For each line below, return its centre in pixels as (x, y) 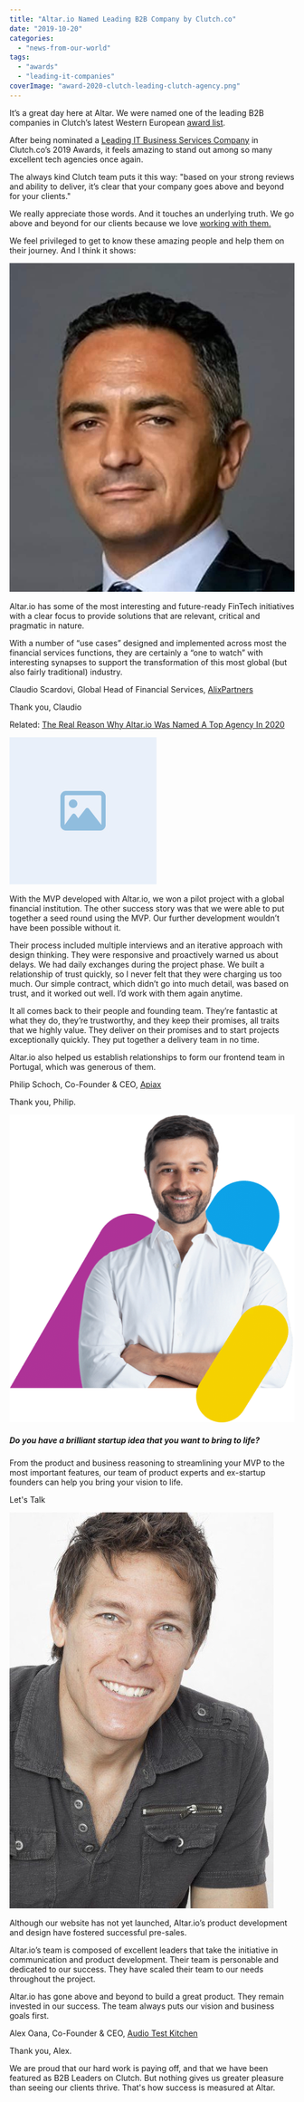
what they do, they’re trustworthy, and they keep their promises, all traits (145, 1020)
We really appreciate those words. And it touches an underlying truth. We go (152, 214)
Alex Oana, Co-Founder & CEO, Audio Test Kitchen (104, 2033)
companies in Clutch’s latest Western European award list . (118, 122)
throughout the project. (52, 1979)
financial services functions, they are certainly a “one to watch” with (137, 653)
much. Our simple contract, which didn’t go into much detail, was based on (149, 983)
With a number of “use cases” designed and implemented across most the (148, 643)
